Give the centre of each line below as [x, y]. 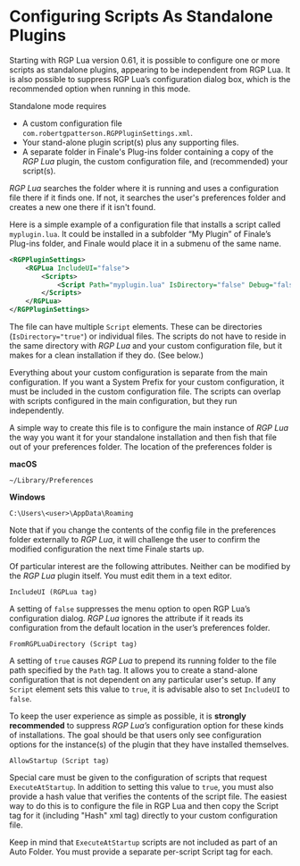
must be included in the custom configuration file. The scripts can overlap [145, 391]
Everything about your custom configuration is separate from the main [138, 373]
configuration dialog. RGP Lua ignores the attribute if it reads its [126, 618]
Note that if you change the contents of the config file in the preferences [143, 530]
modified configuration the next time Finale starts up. [107, 549]
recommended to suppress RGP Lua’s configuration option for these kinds [146, 726]
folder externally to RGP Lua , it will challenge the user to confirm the [135, 540]
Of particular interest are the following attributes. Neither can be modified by [150, 567]
